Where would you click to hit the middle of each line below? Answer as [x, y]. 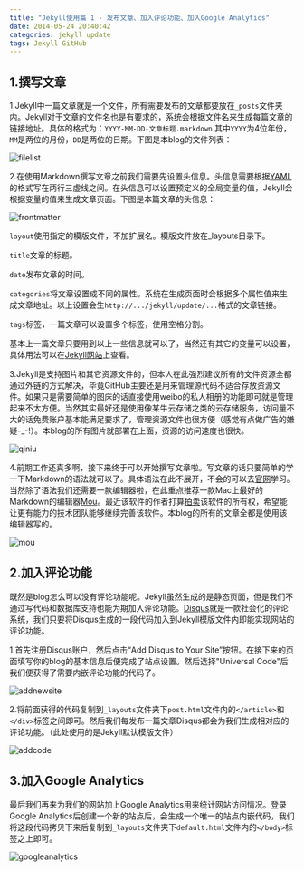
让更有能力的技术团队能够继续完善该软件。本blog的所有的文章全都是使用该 [148, 513]
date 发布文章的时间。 [49, 275]
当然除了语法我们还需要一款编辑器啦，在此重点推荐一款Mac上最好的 [137, 490]
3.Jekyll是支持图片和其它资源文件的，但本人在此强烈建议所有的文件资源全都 [151, 374]
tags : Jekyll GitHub [48, 43]
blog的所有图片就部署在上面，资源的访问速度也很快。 [150, 431]
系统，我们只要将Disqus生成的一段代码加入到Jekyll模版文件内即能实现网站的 [152, 619]
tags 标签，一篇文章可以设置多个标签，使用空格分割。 [109, 324]
